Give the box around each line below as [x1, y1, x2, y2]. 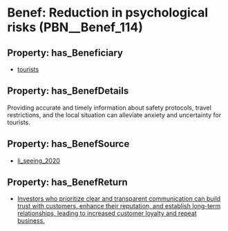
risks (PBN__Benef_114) [7, 19, 144, 35]
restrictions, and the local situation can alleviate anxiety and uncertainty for [7, 110, 222, 119]
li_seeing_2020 [17, 157, 61, 165]
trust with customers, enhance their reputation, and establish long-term [17, 202, 221, 210]
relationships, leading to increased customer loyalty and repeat [17, 209, 197, 218]
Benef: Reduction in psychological [7, 5, 209, 21]
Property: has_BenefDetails [7, 85, 129, 97]
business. [17, 217, 45, 225]
